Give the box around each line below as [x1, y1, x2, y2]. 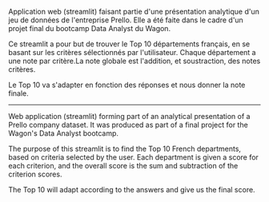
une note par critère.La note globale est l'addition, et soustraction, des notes [8, 56, 261, 65]
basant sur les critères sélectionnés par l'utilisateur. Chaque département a [8, 48, 256, 57]
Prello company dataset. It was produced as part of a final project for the [8, 120, 248, 129]
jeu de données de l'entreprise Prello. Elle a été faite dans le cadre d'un [8, 15, 244, 25]
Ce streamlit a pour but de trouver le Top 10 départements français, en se [8, 39, 251, 49]
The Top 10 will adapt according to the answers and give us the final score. [8, 185, 255, 194]
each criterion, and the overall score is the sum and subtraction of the [8, 161, 239, 170]
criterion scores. [8, 169, 62, 179]
